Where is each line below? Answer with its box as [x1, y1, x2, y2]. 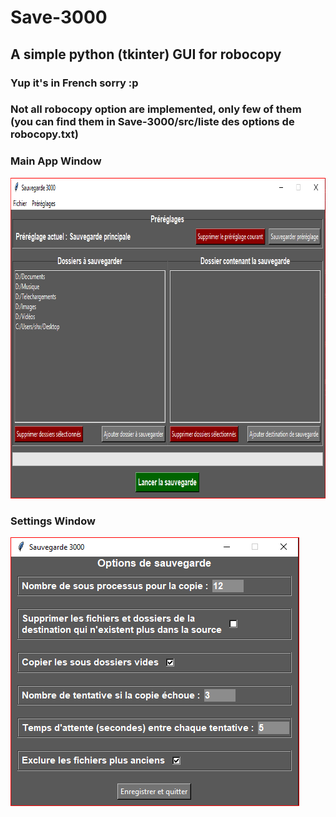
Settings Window [10, 514, 96, 528]
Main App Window [10, 154, 102, 168]
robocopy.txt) [10, 127, 79, 141]
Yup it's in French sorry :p [10, 76, 139, 90]
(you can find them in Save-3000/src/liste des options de [10, 115, 295, 129]
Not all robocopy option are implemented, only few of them [10, 102, 302, 116]
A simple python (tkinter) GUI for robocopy [10, 46, 282, 63]
